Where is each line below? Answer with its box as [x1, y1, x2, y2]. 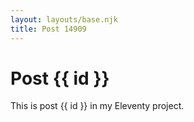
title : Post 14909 [10, 24, 87, 34]
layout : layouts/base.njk [10, 14, 118, 25]
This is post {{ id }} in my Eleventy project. [10, 100, 185, 112]
